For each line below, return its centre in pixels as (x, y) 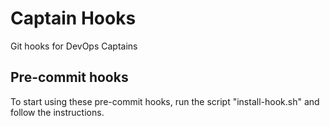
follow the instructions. (57, 112)
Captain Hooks (73, 18)
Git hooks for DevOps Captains (74, 46)
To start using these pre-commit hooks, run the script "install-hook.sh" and (165, 101)
